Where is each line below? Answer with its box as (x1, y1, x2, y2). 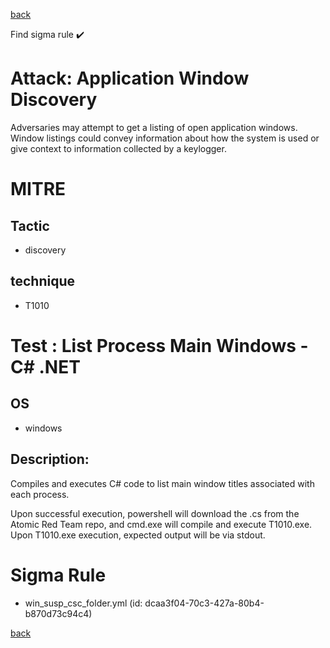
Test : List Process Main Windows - (10, 334, 309, 357)
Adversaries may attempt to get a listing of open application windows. (10, 121, 298, 133)
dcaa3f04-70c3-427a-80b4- (144, 597, 265, 609)
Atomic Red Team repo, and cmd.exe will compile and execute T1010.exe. (10, 518, 313, 530)
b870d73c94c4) (24, 607, 93, 619)
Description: (10, 451, 90, 468)
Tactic (10, 217, 50, 234)
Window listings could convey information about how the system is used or (10, 132, 320, 144)
